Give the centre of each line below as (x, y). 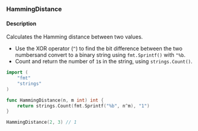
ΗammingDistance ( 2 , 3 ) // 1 (42, 123)
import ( (17, 72)
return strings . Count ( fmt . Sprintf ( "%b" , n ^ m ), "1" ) (83, 106)
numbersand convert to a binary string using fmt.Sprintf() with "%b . (100, 55)
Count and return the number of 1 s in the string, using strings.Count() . (104, 62)
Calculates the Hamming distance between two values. (75, 37)
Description (21, 24)
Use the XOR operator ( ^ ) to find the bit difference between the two (99, 49)
